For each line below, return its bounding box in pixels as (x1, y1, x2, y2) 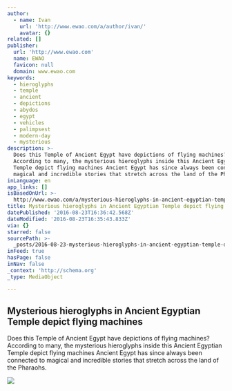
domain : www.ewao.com (13, 68, 76, 75)
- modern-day (13, 132, 51, 139)
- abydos (13, 106, 39, 113)
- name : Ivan (13, 17, 51, 23)
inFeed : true (7, 248, 45, 255)
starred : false (7, 229, 51, 236)
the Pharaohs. (7, 363, 47, 372)
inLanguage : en (7, 177, 51, 184)
